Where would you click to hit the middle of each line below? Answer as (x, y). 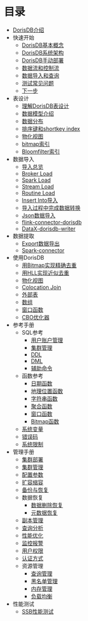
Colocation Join (41, 287)
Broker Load (37, 173)
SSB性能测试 (38, 611)
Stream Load (38, 186)
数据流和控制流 (40, 68)
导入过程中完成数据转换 (51, 207)
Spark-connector (43, 250)
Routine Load (38, 193)
